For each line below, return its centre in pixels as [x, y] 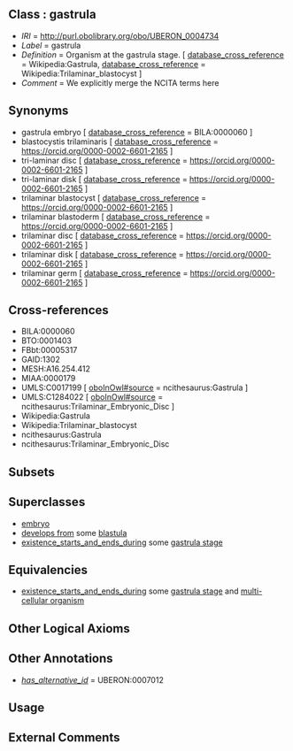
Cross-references [59, 310]
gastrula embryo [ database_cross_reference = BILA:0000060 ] [137, 132]
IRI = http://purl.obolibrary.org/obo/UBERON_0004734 [120, 35]
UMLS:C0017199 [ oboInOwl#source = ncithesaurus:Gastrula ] [135, 387]
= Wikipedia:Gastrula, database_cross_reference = [113, 64]
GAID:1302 [41, 360]
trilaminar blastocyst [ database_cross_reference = [114, 197]
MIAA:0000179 [48, 379]
